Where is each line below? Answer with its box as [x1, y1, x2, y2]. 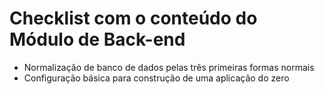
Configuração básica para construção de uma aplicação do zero [23, 72, 290, 84]
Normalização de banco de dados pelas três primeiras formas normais [23, 61, 315, 73]
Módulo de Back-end [9, 28, 186, 51]
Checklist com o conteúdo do [9, 7, 258, 30]
